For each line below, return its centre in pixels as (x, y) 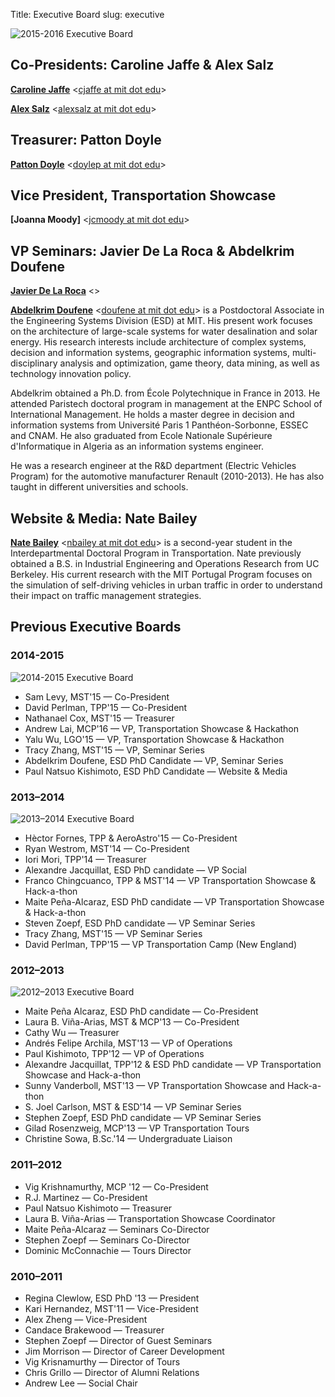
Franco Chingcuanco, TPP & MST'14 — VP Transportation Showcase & (170, 881)
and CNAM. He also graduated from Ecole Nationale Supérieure (141, 436)
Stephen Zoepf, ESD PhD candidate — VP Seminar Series (143, 1118)
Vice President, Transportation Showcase (143, 195)
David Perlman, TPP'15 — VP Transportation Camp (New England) (161, 945)
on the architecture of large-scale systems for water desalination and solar (164, 331)
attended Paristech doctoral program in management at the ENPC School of (166, 404)
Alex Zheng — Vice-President (86, 1319)
